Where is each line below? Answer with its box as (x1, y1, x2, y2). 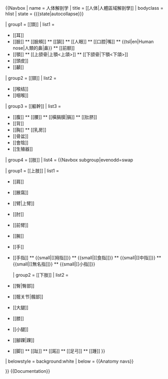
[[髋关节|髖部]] (12, 294, 43, 300)
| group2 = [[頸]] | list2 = (5, 75, 57, 81)
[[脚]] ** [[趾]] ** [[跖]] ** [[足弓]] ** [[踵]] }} (12, 348, 105, 354)
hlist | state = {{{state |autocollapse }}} (5, 11, 84, 17)
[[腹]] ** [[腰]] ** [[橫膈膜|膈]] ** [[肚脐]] (12, 114, 97, 120)
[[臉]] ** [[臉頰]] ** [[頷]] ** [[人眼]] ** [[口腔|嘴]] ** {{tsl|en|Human (12, 38, 154, 44)
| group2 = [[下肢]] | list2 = (12, 272, 69, 278)
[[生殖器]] (12, 146, 33, 152)
